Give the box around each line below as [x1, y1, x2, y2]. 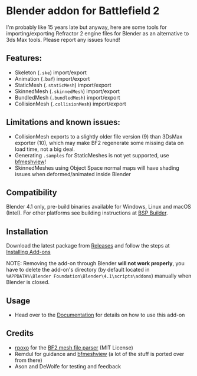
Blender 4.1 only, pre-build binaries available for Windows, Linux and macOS [6, 203, 192, 210]
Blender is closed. [6, 279, 50, 286]
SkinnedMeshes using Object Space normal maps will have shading [14, 164, 180, 171]
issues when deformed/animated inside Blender [14, 170, 132, 177]
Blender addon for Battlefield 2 [6, 4, 160, 18]
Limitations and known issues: [6, 117, 121, 127]
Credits [6, 328, 34, 338]
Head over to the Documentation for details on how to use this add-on [14, 311, 185, 318]
